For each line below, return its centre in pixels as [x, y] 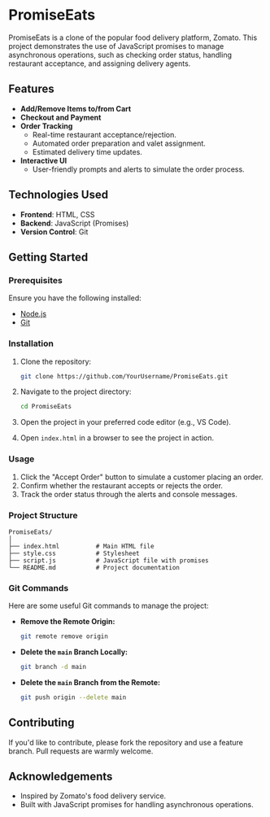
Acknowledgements [61, 777]
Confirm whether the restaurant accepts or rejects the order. [122, 485]
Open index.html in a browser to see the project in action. [117, 438]
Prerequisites [35, 280]
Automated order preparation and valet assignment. [119, 143]
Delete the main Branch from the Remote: [90, 682]
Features [31, 89]
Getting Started [48, 257]
